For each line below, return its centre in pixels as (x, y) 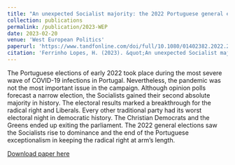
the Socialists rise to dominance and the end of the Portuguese (98, 132)
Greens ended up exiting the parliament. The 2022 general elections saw (113, 125)
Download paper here (38, 153)
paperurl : (22, 46)
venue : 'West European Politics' (56, 40)
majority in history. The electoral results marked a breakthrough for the (109, 103)
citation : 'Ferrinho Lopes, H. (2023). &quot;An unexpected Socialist (112, 53)
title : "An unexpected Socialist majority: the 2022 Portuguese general (115, 14)
